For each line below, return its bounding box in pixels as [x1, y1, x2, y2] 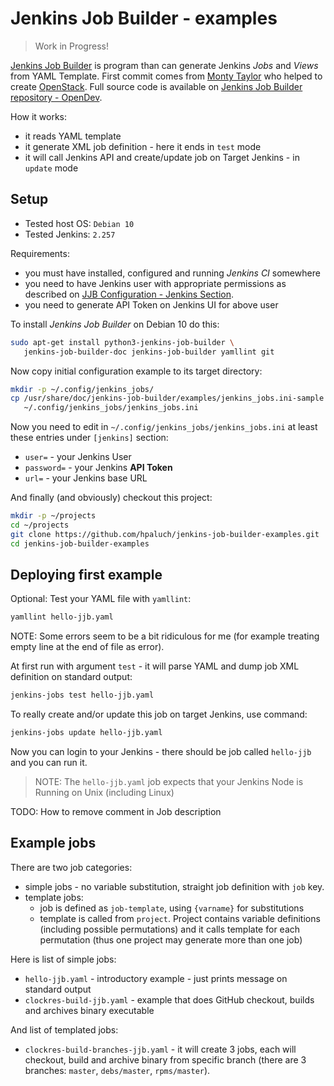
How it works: [10, 110, 68, 122]
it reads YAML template [24, 130, 122, 142]
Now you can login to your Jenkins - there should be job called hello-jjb [10, 746, 312, 758]
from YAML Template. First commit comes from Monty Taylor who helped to [10, 70, 323, 82]
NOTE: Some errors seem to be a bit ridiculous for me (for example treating [10, 630, 320, 642]
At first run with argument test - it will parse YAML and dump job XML [10, 660, 300, 672]
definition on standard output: [10, 671, 133, 683]
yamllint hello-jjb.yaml [10, 612, 114, 622]
